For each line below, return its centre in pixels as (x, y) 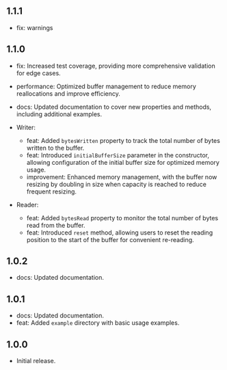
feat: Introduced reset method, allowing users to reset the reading (120, 233)
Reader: (27, 204)
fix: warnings (35, 27)
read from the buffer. (56, 225)
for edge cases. (38, 73)
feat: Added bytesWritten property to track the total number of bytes (123, 140)
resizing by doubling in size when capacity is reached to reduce (116, 184)
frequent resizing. (51, 191)
